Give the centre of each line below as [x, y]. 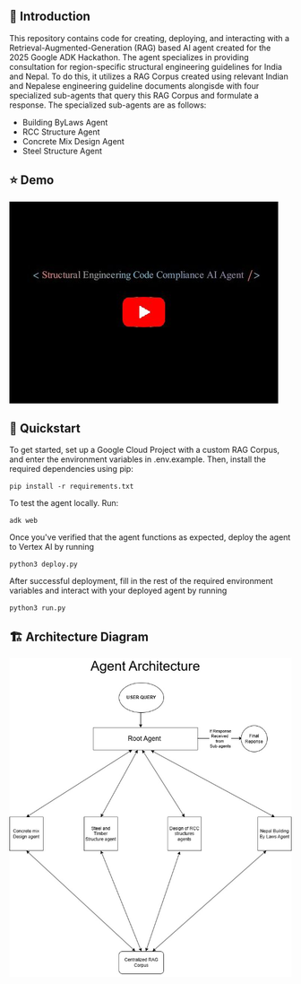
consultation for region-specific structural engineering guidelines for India [146, 66]
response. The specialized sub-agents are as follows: [108, 105]
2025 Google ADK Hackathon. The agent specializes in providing [129, 57]
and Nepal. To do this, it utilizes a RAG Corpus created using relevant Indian [149, 76]
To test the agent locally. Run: [64, 503]
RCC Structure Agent [61, 132]
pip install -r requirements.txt [72, 487]
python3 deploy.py [43, 565]
